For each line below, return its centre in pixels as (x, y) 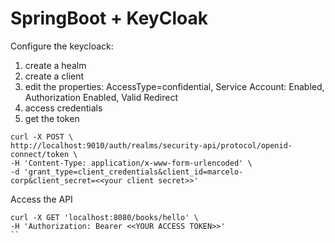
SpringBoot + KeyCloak (109, 18)
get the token (52, 118)
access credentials (63, 108)
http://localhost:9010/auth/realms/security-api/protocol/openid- (151, 145)
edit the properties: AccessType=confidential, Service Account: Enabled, (174, 86)
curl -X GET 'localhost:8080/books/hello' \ (104, 217)
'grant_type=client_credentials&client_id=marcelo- (133, 172)
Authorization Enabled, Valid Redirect (101, 97)
